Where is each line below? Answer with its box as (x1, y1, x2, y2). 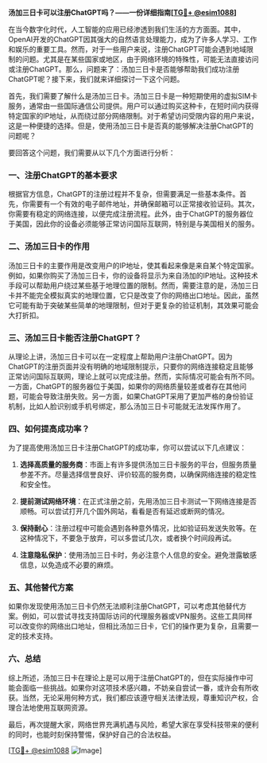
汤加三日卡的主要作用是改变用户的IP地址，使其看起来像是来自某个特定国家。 (8, 260, 258, 270)
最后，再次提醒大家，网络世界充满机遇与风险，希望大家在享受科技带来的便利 (8, 719, 259, 729)
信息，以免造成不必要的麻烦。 (19, 560, 118, 570)
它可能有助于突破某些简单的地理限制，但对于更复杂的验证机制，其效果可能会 (8, 300, 259, 309)
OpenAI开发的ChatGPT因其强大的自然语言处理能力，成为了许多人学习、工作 (8, 35, 257, 44)
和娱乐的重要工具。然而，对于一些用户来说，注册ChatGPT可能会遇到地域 (8, 45, 247, 54)
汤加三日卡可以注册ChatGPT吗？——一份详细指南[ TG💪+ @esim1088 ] (8, 8, 237, 17)
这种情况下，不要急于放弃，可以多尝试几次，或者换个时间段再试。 (19, 533, 236, 543)
